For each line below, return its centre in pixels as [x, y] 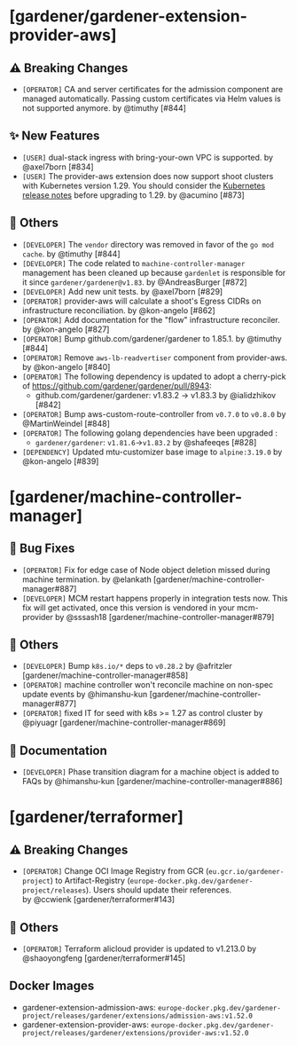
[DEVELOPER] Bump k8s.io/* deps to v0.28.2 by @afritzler [127, 666]
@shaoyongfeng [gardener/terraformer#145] [104, 958]
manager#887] [49, 588]
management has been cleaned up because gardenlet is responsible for [154, 272]
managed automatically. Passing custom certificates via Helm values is [151, 98]
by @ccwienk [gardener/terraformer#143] [98, 900]
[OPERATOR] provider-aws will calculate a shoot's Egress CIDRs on [141, 301]
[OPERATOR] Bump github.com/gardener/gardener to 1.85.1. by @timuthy [152, 338]
